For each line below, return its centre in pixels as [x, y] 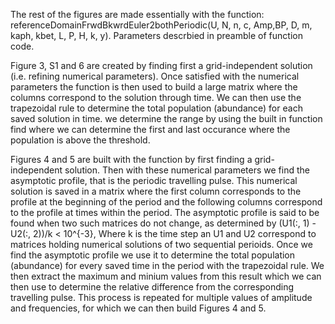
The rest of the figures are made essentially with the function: [137, 14]
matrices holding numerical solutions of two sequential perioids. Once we [161, 244]
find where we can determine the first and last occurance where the [150, 129]
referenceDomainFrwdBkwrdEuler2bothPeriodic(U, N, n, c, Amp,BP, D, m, [161, 25]
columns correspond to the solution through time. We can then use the [156, 97]
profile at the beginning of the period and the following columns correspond [166, 202]
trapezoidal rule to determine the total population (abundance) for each [156, 108]
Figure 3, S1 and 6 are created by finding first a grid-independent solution [161, 65]
